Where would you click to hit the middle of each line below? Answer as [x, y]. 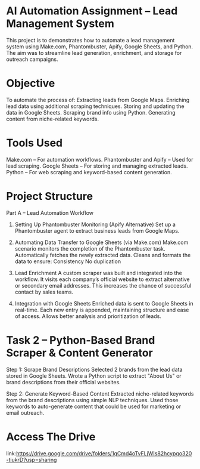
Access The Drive [51, 436]
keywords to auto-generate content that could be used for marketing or [94, 406]
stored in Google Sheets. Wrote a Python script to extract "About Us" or [94, 376]
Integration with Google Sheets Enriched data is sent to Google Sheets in [104, 303]
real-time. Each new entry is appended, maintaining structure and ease [102, 310]
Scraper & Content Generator [79, 353]
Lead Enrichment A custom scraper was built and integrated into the [99, 273]
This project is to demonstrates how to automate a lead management [90, 40]
